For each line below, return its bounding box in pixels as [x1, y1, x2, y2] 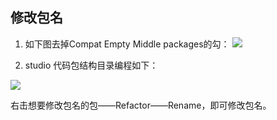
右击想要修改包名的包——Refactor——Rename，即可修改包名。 [10, 99, 272, 111]
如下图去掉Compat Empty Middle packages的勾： [24, 38, 230, 50]
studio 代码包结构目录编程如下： [24, 59, 159, 71]
